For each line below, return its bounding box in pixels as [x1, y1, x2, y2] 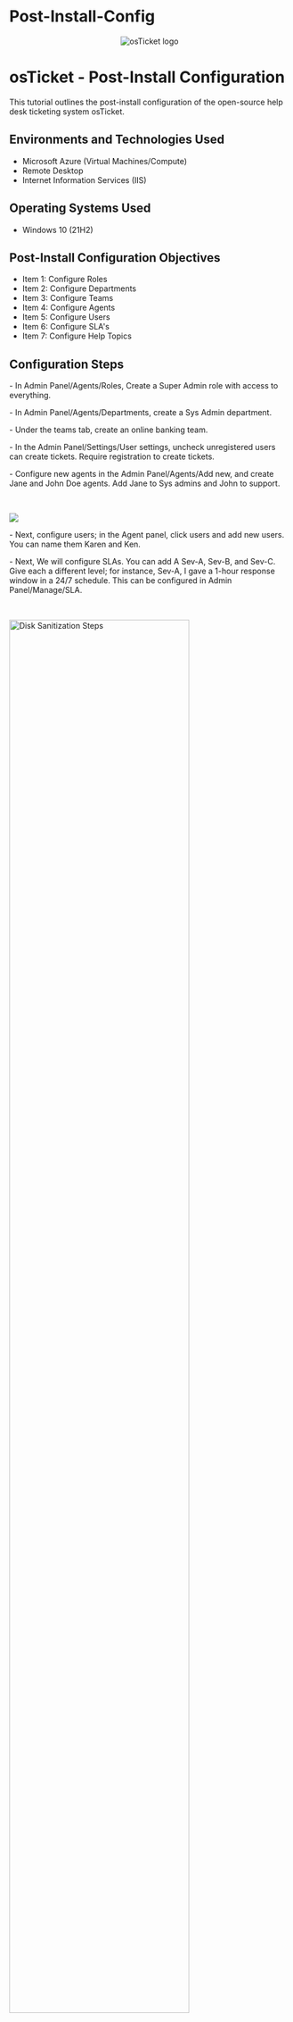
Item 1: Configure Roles [21, 274, 108, 285]
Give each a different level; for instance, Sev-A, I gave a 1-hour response [9, 565, 276, 577]
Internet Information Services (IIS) [21, 174, 147, 185]
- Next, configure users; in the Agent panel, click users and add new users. [9, 530, 285, 540]
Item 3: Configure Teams [21, 293, 114, 304]
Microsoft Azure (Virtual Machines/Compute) [21, 155, 188, 166]
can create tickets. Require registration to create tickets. [9, 451, 216, 462]
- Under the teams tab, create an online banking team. [9, 424, 208, 435]
